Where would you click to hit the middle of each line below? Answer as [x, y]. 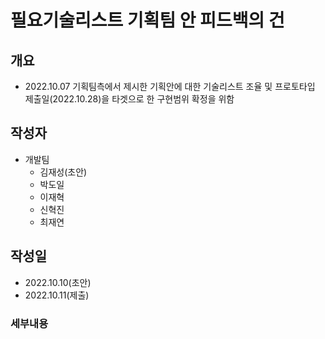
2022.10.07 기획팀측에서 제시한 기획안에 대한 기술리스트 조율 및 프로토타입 [170, 86]
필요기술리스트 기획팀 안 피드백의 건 [147, 20]
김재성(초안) [63, 172]
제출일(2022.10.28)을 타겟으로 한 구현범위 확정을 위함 [129, 99]
